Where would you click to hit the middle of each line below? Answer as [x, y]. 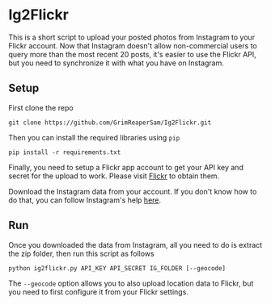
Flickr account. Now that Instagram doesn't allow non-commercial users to [133, 45]
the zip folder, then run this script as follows [82, 253]
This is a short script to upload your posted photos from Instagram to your [132, 37]
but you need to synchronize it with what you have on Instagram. [116, 63]
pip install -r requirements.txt [65, 152]
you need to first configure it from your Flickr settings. [98, 291]
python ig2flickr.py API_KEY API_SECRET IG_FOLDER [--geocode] [117, 268]
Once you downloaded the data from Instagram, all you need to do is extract [135, 244]
